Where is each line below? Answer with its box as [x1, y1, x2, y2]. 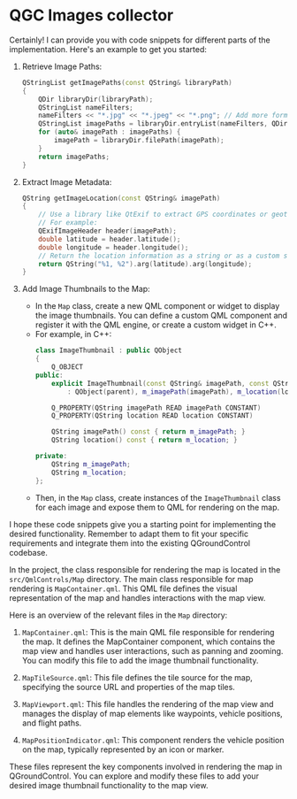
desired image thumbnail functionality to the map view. [9, 780, 209, 790]
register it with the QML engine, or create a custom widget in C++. [34, 319, 277, 330]
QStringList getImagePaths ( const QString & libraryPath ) [21, 78, 232, 87]
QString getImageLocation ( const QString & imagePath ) [21, 194, 221, 203]
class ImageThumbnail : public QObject [34, 346, 183, 355]
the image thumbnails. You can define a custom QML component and [34, 311, 288, 321]
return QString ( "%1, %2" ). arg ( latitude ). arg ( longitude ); [38, 259, 253, 268]
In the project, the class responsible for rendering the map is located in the [9, 564, 281, 575]
